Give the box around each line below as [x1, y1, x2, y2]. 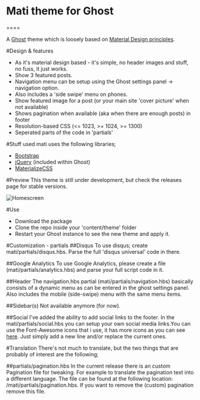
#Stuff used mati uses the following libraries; [6, 140, 116, 147]
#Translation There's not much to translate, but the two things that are [6, 344, 179, 351]
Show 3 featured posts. [14, 71, 73, 78]
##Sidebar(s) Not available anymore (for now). [6, 302, 121, 309]
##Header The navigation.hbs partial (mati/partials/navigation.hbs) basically [6, 277, 193, 285]
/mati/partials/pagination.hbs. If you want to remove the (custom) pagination [6, 381, 194, 389]
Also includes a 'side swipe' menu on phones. [14, 90, 128, 98]
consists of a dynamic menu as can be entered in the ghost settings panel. [6, 284, 190, 291]
